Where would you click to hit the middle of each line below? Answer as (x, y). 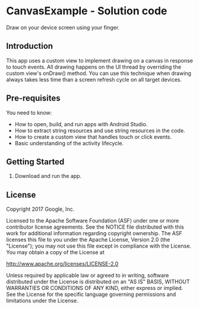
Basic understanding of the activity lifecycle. (69, 143)
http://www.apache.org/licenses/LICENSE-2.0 (62, 264)
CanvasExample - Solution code (87, 11)
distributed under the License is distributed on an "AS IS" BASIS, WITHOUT (98, 282)
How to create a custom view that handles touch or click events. (93, 137)
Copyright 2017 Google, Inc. (40, 209)
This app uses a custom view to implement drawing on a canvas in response (99, 60)
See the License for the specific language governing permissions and (91, 294)
